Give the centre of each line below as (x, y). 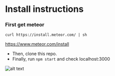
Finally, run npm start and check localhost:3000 (61, 59)
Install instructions (44, 9)
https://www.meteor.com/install (37, 44)
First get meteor (25, 25)
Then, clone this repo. (35, 54)
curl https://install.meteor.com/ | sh (46, 35)
